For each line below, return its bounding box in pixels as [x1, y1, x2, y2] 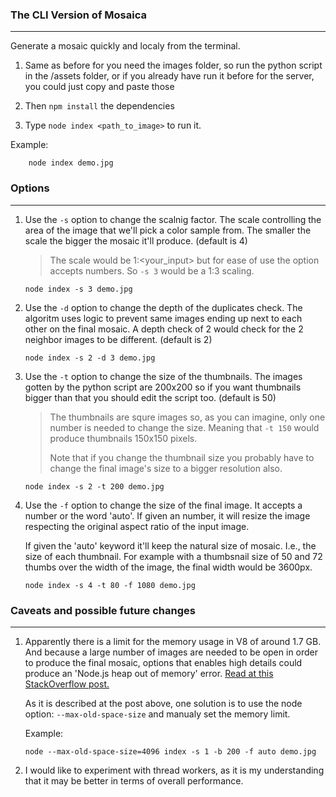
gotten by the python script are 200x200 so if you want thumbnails [24, 381, 302, 393]
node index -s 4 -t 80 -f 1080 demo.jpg [24, 580, 196, 590]
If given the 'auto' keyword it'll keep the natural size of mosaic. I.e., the [24, 539, 317, 552]
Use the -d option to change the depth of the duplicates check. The [24, 301, 303, 313]
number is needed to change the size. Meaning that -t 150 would [49, 421, 320, 433]
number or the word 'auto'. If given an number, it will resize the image [24, 509, 311, 522]
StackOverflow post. [24, 678, 110, 690]
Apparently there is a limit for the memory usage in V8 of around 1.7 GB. [24, 635, 322, 647]
